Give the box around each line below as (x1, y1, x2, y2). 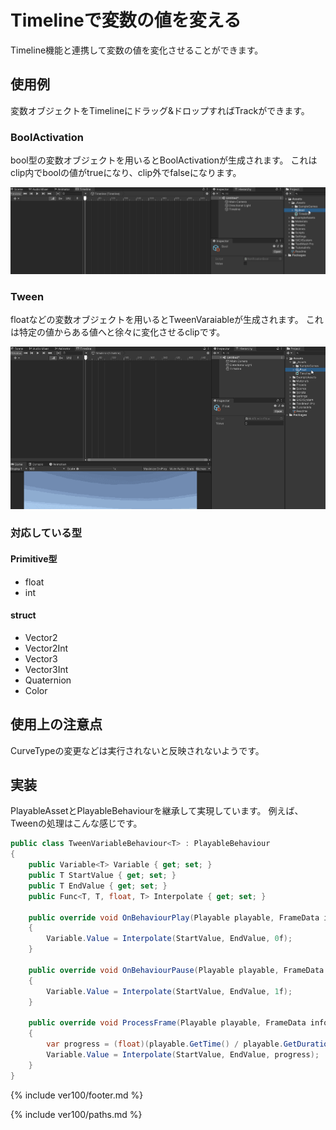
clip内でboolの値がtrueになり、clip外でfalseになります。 (10, 167, 242, 179)
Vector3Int (24, 663, 69, 675)
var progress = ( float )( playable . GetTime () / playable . (46, 1039, 284, 1050)
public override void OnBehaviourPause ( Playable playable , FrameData (28, 965, 325, 975)
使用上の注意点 (10, 716, 103, 733)
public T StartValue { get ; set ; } (28, 871, 177, 881)
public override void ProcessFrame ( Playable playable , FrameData (28, 1018, 307, 1028)
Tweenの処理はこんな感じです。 (10, 817, 143, 830)
